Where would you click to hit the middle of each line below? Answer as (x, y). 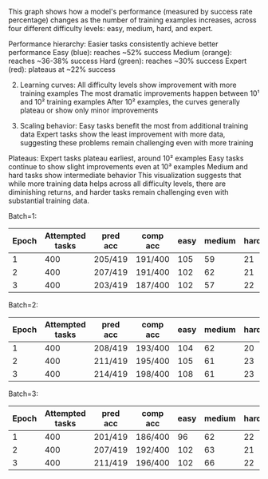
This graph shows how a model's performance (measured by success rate (130, 12)
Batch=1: (23, 216)
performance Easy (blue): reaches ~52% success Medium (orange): (120, 52)
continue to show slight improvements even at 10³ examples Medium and (128, 166)
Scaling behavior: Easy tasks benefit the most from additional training (134, 126)
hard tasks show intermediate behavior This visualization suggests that (125, 175)
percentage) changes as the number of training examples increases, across (132, 20)
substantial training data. (49, 200)
